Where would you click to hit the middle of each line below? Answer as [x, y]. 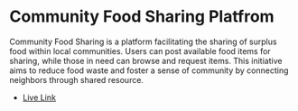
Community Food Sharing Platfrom [142, 17]
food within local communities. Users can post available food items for [140, 51]
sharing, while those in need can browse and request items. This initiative [146, 60]
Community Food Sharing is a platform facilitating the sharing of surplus [143, 42]
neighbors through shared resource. [77, 79]
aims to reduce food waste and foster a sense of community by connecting [149, 70]
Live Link [39, 97]
